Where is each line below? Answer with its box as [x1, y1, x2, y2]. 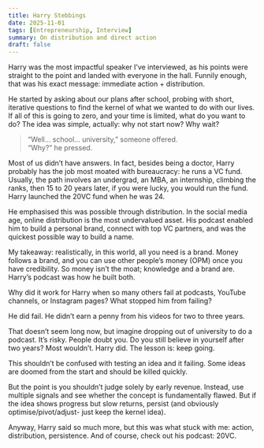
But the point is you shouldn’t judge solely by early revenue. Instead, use [8, 383, 244, 392]
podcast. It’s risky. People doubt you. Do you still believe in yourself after [8, 335, 244, 345]
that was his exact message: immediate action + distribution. [8, 80, 205, 89]
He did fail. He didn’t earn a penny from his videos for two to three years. [8, 312, 246, 321]
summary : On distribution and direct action [8, 33, 157, 42]
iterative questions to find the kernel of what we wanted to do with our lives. [8, 103, 255, 113]
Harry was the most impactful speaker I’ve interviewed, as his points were [8, 62, 248, 72]
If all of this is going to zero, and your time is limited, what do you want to [8, 111, 246, 120]
